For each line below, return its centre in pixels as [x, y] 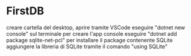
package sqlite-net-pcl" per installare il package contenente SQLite [89, 40]
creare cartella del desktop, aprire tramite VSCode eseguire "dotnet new [96, 27]
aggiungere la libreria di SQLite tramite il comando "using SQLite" [87, 46]
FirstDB [25, 11]
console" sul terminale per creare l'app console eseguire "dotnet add [92, 33]
